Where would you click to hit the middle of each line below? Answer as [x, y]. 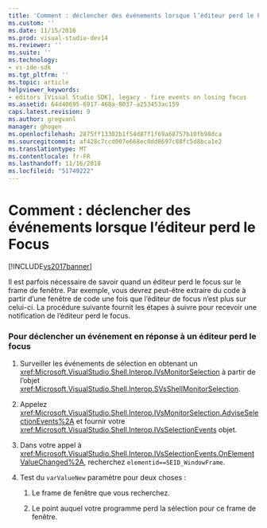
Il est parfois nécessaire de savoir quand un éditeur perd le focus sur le [125, 282]
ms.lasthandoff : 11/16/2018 [55, 164]
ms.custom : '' [32, 23]
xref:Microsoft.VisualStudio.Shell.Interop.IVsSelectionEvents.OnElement [137, 454]
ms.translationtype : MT [48, 149]
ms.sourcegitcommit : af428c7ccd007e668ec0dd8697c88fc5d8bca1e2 [115, 141]
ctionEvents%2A [47, 421]
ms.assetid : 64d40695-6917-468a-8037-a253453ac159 [94, 104]
